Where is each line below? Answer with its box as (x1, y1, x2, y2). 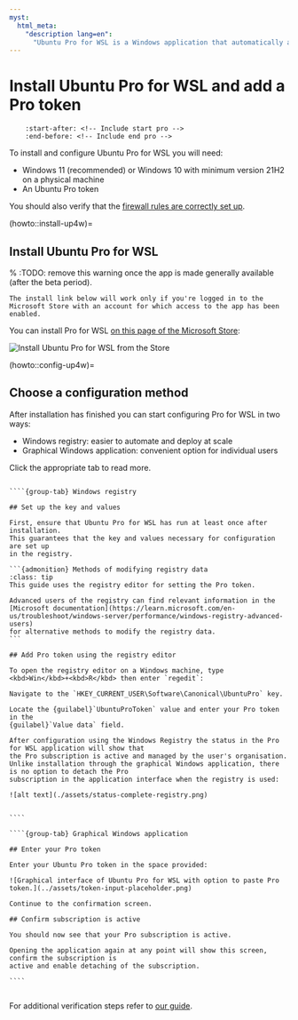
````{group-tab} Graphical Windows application (9, 829, 189, 838)
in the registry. (9, 549, 74, 558)
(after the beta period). (9, 277, 93, 287)
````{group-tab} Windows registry (9, 487, 137, 496)
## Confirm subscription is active (9, 914, 141, 924)
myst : (9, 12, 29, 22)
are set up (9, 541, 50, 551)
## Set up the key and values (9, 503, 122, 512)
